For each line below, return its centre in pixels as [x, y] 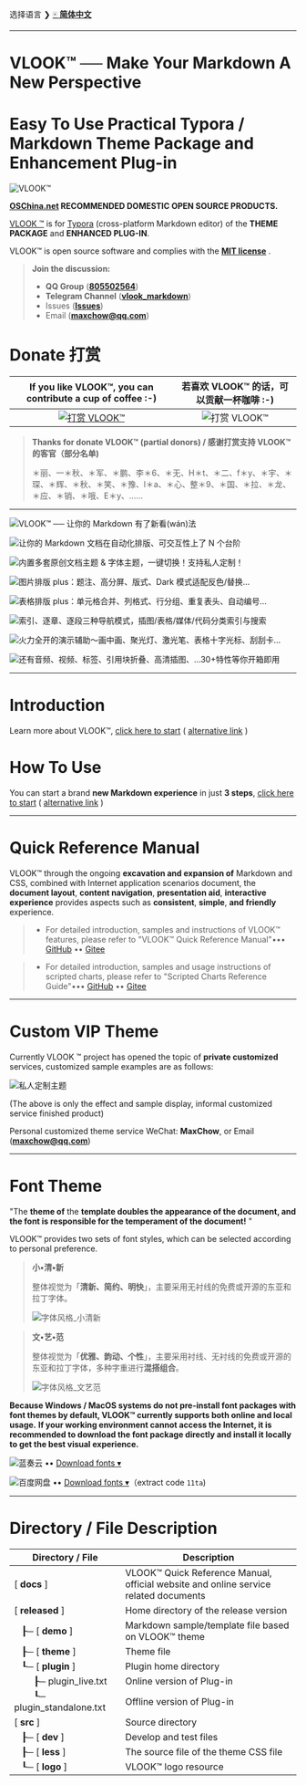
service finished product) [57, 1113]
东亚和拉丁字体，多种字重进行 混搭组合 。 [107, 1367]
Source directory [161, 1722]
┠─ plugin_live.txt [70, 1681]
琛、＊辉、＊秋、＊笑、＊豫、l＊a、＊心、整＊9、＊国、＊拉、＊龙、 [161, 485]
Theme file [148, 1651]
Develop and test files [172, 1737]
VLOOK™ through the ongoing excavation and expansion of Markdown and [151, 873]
